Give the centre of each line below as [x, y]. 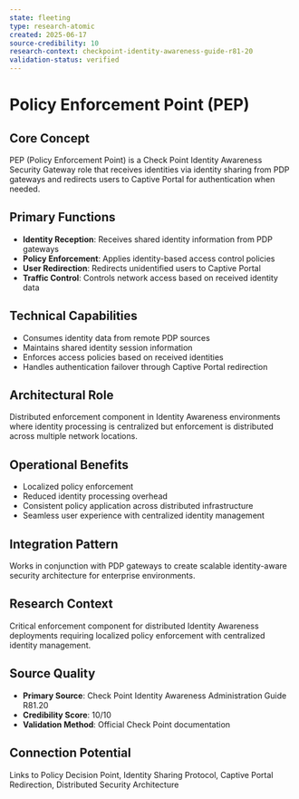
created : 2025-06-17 [48, 34]
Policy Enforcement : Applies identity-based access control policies [149, 258]
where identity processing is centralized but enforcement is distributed [141, 426]
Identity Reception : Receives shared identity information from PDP [148, 239]
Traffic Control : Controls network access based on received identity [150, 278]
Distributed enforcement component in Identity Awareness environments [145, 417]
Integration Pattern [64, 544]
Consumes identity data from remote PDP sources [116, 337]
